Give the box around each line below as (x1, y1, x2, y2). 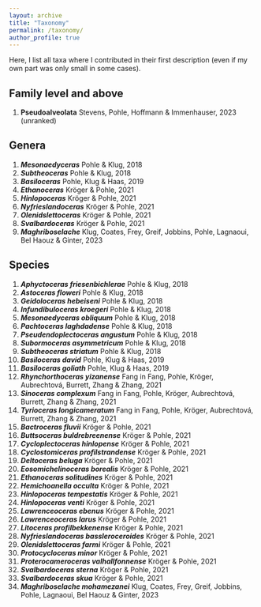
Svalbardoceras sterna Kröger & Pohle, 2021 (20, 564, 169, 574)
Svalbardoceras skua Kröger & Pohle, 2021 (20, 573, 163, 582)
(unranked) (20, 116, 58, 126)
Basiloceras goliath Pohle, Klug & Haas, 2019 (20, 363, 170, 372)
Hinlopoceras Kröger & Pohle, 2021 (20, 193, 136, 202)
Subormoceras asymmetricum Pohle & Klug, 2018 (20, 337, 186, 348)
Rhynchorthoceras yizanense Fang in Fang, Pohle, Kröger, (20, 371, 214, 381)
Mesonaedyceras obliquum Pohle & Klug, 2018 (20, 313, 176, 322)
